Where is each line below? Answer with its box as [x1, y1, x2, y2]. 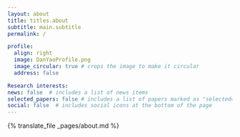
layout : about [7, 10, 50, 18]
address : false [14, 69, 59, 77]
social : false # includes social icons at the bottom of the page [7, 102, 213, 109]
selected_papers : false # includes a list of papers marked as [7, 95, 200, 103]
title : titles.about [7, 17, 69, 24]
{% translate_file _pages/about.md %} [7, 121, 120, 130]
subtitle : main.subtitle [7, 23, 81, 31]
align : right [14, 50, 53, 57]
